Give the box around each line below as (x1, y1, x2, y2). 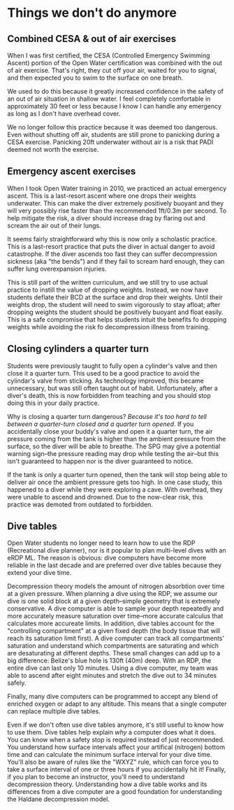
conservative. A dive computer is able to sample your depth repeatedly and (7, 604, 224, 613)
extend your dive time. (7, 569, 72, 577)
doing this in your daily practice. (7, 399, 100, 407)
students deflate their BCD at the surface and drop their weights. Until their (7, 292, 224, 301)
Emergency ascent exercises (7, 166, 136, 178)
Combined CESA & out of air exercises (7, 33, 177, 45)
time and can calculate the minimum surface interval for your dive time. (7, 751, 212, 759)
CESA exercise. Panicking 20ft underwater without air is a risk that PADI (7, 138, 214, 146)
